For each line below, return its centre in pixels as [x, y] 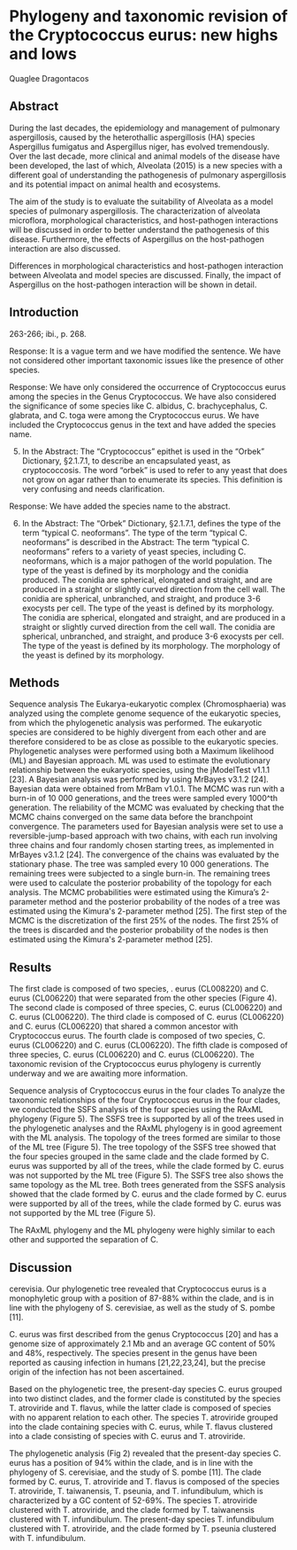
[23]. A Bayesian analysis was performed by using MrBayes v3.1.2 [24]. [139, 779]
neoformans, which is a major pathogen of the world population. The [147, 561]
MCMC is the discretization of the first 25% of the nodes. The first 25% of [144, 921]
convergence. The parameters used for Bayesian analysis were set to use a [146, 827]
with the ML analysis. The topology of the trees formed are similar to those [145, 1138]
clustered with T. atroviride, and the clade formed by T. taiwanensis [132, 1510]
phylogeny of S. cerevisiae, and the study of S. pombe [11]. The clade [136, 1472]
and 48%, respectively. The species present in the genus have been [133, 1353]
